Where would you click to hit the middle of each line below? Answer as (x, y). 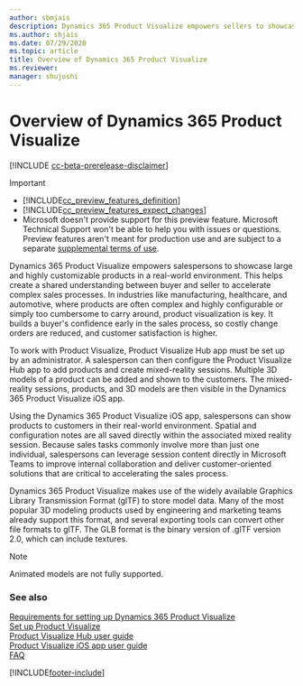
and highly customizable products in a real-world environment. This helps (146, 275)
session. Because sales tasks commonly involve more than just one (134, 444)
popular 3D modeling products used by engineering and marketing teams (146, 510)
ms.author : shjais (44, 34)
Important (28, 182)
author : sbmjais (40, 18)
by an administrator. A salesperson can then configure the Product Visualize (151, 360)
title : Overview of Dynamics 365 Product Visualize (108, 60)
